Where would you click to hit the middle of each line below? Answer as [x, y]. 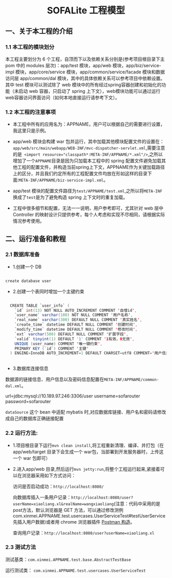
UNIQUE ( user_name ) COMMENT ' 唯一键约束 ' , [58, 344]
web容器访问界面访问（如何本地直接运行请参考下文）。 [62, 97]
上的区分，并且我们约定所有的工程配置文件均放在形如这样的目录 [80, 174]
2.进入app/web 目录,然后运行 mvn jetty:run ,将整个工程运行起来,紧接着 [86, 469]
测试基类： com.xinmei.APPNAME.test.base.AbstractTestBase [68, 559]
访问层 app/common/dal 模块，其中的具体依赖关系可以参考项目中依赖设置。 [85, 78]
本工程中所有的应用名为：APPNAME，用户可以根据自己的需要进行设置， [89, 124]
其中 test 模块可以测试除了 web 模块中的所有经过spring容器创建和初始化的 [83, 85]
